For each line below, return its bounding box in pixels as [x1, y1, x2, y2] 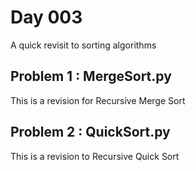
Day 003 [10, 6, 83, 29]
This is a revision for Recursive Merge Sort [10, 94, 186, 106]
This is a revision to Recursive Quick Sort [10, 150, 180, 162]
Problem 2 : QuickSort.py [10, 124, 171, 141]
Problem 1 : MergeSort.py [10, 68, 172, 85]
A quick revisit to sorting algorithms [10, 39, 157, 51]
